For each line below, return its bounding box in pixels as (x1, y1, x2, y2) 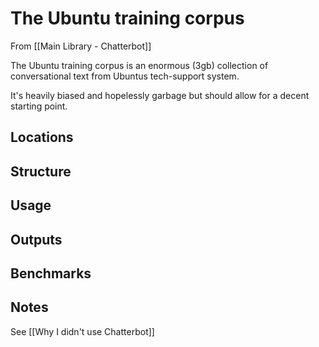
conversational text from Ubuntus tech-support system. (10, 70, 240, 82)
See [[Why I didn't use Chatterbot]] (10, 325, 155, 337)
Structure (10, 163, 72, 180)
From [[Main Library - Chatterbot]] (10, 40, 152, 52)
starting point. (10, 100, 68, 112)
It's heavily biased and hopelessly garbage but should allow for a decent (10, 89, 310, 101)
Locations (10, 129, 74, 146)
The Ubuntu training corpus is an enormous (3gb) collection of (10, 59, 269, 71)
